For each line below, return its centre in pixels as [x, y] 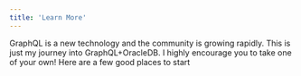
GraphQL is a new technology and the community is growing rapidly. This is [150, 43]
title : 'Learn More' [48, 17]
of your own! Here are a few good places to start [100, 62]
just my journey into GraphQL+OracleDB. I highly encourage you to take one [150, 52]
